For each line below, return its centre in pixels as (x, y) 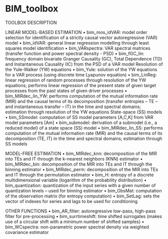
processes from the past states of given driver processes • (66, 90)
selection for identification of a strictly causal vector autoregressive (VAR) (81, 37)
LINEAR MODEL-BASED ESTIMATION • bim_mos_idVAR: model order (76, 32)
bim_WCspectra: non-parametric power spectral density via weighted (77, 227)
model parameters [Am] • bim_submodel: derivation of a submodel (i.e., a (81, 122)
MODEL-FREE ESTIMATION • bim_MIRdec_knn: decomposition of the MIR (81, 153)
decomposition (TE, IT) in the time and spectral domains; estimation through (84, 138)
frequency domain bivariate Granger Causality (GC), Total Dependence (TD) (84, 58)
